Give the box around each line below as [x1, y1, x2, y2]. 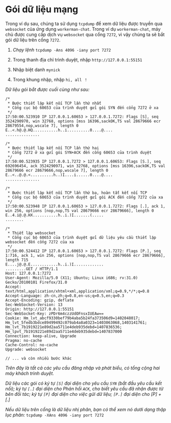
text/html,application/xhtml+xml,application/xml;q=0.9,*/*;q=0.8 [5, 288, 150, 294]
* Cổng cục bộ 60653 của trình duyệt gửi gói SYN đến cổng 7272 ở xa [7, 105, 159, 110]
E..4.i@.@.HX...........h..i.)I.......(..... [5, 212, 104, 218]
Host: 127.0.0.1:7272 [5, 271, 52, 276]
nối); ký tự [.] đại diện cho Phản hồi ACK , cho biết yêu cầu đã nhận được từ [5, 385, 164, 392]
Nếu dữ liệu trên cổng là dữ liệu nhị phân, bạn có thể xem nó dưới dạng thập [5, 406, 166, 412]
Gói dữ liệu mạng [5, 4, 79, 15]
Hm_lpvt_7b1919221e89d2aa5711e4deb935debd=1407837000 [5, 329, 123, 334]
